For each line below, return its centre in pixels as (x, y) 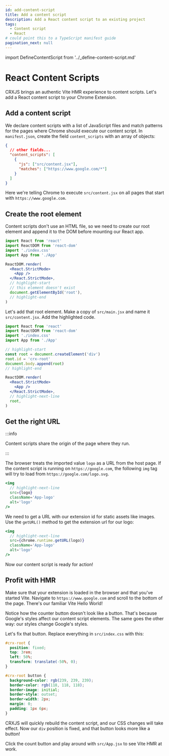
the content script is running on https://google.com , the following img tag (81, 469)
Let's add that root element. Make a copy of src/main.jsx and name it (78, 312)
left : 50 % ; (21, 657)
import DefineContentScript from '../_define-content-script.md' (71, 57)
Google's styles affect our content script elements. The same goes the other (84, 618)
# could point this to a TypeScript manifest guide (61, 39)
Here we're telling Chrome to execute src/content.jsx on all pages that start (85, 193)
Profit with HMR (31, 580)
